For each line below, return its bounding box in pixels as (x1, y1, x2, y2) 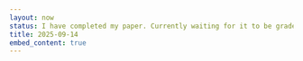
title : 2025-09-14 (9, 30, 78, 39)
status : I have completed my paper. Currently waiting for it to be (9, 22, 272, 30)
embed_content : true (9, 38, 87, 48)
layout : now (9, 13, 54, 22)
